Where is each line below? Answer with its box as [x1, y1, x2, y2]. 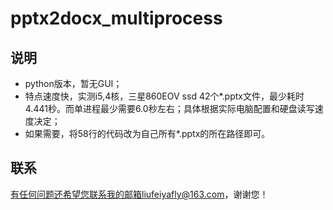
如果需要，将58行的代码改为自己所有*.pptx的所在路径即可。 [24, 128, 271, 139]
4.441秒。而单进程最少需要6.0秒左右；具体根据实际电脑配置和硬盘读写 [24, 103, 315, 114]
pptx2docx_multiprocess [10, 7, 223, 30]
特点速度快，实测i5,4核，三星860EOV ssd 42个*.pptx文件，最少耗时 [24, 90, 305, 102]
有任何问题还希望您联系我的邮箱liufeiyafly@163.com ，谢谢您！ [10, 188, 269, 200]
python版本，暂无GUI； [24, 78, 123, 89]
